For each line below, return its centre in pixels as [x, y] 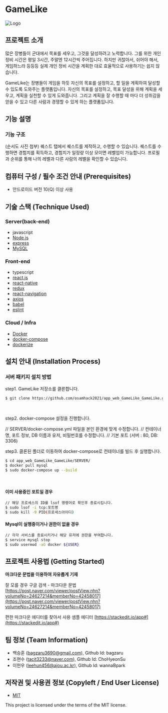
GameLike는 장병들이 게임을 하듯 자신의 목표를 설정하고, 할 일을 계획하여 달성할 [83, 83]
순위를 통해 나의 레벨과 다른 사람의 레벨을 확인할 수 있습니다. [69, 159]
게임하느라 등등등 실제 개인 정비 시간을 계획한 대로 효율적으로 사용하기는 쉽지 [80, 66]
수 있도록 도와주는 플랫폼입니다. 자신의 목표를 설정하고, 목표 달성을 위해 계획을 [81, 89]
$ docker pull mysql [27, 465]
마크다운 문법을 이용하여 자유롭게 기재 [42, 574]
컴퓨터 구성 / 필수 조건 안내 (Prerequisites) [68, 176]
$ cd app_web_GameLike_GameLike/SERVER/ [48, 461]
